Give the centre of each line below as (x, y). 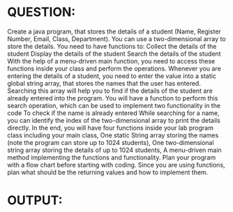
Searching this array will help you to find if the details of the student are (110, 91)
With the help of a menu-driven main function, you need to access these (111, 61)
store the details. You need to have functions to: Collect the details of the (112, 46)
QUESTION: (42, 12)
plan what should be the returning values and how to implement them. (108, 172)
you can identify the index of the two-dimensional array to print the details (114, 120)
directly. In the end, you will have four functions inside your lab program (111, 128)
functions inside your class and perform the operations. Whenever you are (114, 68)
